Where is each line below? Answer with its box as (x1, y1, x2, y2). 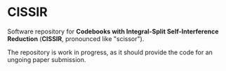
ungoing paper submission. (7, 55, 86, 63)
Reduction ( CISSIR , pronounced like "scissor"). (7, 34, 145, 42)
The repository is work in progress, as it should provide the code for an (7, 48, 213, 56)
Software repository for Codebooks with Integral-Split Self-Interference (7, 27, 219, 35)
